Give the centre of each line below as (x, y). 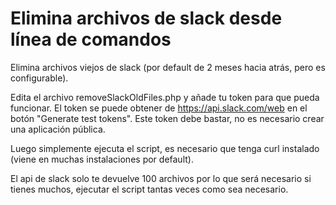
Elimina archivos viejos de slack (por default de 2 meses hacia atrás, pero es (168, 67)
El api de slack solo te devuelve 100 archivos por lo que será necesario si (161, 178)
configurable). (39, 78)
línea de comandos (91, 39)
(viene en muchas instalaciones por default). (102, 159)
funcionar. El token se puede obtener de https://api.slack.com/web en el (159, 108)
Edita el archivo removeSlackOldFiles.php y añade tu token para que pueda (165, 97)
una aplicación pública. (58, 129)
